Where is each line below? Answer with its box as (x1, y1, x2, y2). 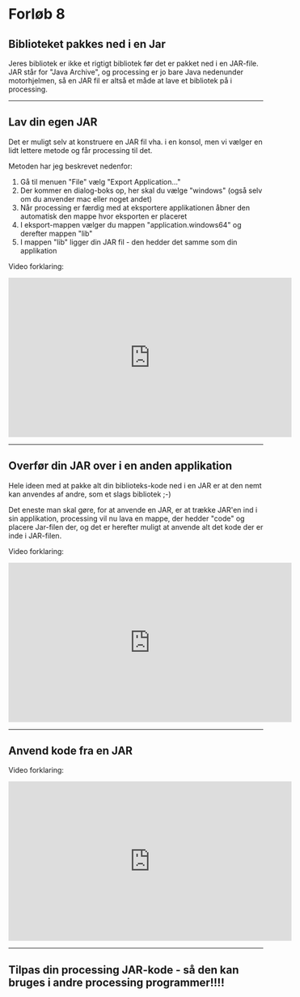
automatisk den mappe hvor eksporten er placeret (19, 211, 188, 221)
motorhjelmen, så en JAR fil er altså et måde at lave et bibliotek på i (8, 76, 233, 85)
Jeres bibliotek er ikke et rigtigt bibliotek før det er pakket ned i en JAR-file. (8, 58, 259, 68)
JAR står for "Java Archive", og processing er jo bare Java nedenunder (8, 67, 244, 77)
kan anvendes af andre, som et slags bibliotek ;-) (8, 489, 171, 499)
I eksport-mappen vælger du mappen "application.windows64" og (19, 219, 242, 229)
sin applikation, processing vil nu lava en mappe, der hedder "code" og (8, 513, 245, 523)
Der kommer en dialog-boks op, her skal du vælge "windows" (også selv (19, 185, 263, 195)
